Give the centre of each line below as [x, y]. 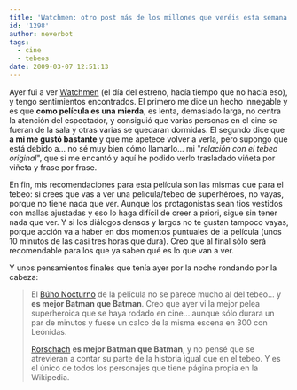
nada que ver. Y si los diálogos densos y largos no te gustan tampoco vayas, [149, 222]
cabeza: [24, 277]
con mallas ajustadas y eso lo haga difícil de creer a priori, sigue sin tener [143, 213]
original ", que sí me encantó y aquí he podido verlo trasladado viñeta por [142, 158]
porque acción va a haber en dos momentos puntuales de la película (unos [145, 231]
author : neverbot [41, 34]
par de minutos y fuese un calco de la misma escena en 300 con [149, 322]
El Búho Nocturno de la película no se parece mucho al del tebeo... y [156, 294]
